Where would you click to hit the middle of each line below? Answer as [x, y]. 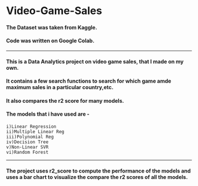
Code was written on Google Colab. [50, 41]
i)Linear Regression [32, 126]
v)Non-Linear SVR [27, 147]
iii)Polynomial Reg [30, 137]
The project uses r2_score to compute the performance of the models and [98, 171]
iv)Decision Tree [27, 142]
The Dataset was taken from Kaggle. [52, 27]
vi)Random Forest [27, 152]
